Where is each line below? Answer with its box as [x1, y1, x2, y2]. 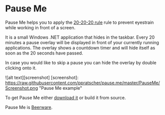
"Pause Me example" [39, 85, 82, 91]
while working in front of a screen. [5, 24, 76, 30]
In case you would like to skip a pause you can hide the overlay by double [5, 59, 157, 65]
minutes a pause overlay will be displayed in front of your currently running [5, 39, 160, 45]
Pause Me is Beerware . [5, 104, 53, 110]
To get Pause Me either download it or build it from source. [5, 95, 126, 101]
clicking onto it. [5, 65, 37, 71]
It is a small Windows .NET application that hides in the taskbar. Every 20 [5, 34, 155, 40]
